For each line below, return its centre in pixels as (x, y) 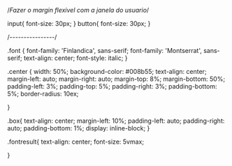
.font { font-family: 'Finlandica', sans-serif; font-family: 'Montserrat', (105, 51)
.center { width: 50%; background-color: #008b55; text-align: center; (107, 71)
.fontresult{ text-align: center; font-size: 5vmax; (76, 142)
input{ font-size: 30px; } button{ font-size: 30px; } (79, 23)
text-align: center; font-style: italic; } (75, 58)
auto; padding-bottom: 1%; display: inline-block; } (79, 128)
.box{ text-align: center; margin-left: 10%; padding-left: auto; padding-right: (116, 121)
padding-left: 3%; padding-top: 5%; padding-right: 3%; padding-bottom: (113, 86)
